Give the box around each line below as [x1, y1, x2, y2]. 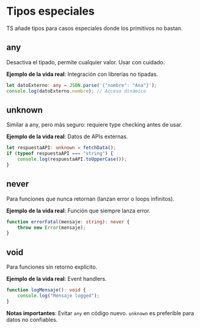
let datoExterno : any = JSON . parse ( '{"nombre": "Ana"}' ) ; [6, 82, 157, 88]
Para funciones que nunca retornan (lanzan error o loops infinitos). [6, 195, 175, 203]
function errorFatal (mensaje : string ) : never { [6, 218, 130, 225]
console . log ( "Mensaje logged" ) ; [17, 293, 100, 299]
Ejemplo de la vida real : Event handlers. [6, 275, 107, 283]
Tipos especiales [6, 4, 95, 18]
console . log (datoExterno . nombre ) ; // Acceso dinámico [6, 88, 147, 94]
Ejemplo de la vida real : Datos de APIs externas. [6, 133, 128, 140]
